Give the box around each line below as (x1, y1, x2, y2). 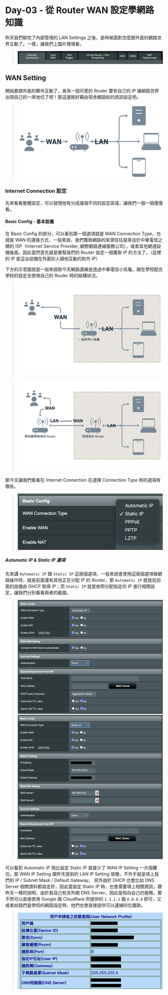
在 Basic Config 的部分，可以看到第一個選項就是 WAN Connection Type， (5, 231, 156, 237)
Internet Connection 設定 (5, 188, 67, 195)
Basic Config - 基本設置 (5, 219, 54, 225)
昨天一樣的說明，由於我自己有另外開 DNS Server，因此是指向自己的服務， (5, 889, 158, 895)
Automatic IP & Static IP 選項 (5, 557, 65, 563)
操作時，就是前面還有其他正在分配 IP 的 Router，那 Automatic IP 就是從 (9, 577, 156, 583)
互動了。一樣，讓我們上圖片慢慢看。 (9, 41, 84, 47)
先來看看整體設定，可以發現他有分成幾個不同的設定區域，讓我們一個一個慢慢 (5, 200, 163, 206)
